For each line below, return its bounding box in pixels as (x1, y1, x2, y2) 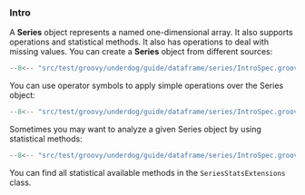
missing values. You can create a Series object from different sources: (9, 46, 273, 57)
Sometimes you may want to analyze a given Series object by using (9, 124, 261, 135)
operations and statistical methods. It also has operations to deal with (9, 36, 270, 47)
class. (9, 177, 32, 188)
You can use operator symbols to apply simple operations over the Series (9, 80, 284, 92)
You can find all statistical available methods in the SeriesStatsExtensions (9, 167, 286, 178)
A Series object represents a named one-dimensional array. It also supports (9, 27, 293, 38)
